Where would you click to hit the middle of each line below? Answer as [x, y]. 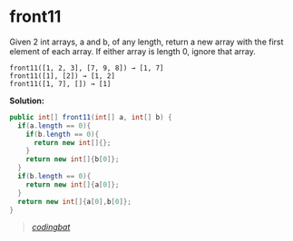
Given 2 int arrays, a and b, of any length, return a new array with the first [146, 42]
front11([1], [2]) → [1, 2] [63, 76]
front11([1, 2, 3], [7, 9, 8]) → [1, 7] [87, 68]
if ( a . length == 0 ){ [54, 125]
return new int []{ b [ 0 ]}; [73, 159]
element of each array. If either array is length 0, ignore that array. [133, 51]
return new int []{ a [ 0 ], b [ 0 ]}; [74, 201]
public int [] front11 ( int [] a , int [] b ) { [91, 117]
